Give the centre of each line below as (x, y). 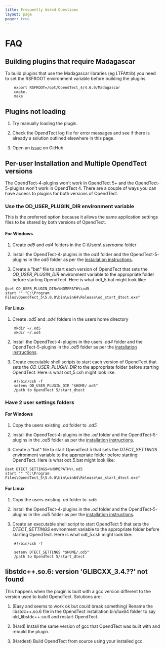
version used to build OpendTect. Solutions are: (54, 597)
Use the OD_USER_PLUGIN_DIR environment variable (70, 206)
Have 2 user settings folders (40, 402)
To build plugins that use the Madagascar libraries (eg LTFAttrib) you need (81, 73)
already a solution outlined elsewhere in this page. (63, 138)
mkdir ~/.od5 (27, 328)
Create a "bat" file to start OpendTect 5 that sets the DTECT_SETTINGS (85, 449)
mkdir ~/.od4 (27, 332)
